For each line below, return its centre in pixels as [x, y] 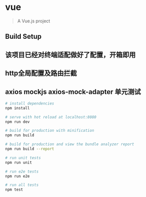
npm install [17, 108]
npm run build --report [30, 149]
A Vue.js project [34, 21]
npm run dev [17, 122]
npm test [14, 190]
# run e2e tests [22, 171]
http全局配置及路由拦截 [41, 73]
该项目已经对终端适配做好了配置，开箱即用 [70, 54]
